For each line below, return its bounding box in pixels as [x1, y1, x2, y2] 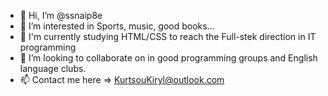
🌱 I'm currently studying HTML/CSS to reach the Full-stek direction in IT [19, 31, 317, 42]
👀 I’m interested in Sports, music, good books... [19, 20, 215, 32]
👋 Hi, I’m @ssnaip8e [19, 10, 103, 21]
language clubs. [19, 63, 87, 74]
